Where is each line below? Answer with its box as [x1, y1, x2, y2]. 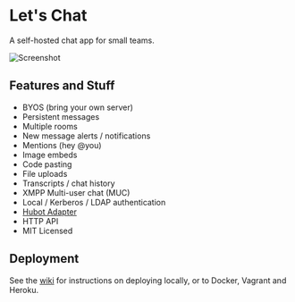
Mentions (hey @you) [21, 139, 102, 150]
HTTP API [21, 215, 59, 226]
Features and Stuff [9, 78, 115, 94]
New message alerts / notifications [21, 130, 151, 141]
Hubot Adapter [21, 206, 78, 217]
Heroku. [9, 284, 38, 295]
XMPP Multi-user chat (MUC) [21, 187, 131, 197]
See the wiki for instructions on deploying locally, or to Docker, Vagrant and [9, 274, 287, 286]
